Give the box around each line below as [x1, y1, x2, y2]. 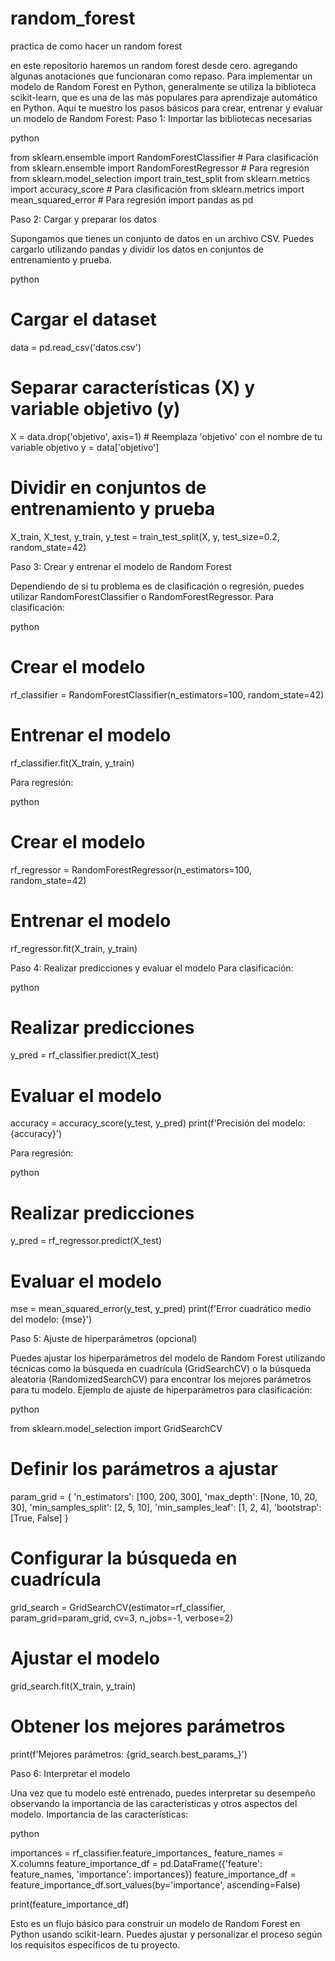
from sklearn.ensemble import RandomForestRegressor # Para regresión [10, 162, 310, 174]
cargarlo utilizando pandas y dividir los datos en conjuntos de [10, 243, 264, 255]
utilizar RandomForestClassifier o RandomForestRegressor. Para [10, 590, 275, 602]
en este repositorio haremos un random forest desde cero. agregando [10, 59, 298, 71]
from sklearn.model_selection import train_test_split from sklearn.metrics [10, 172, 311, 184]
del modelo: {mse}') [10, 1313, 93, 1326]
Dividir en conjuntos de [10, 477, 207, 499]
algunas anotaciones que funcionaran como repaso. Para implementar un [10, 70, 313, 82]
